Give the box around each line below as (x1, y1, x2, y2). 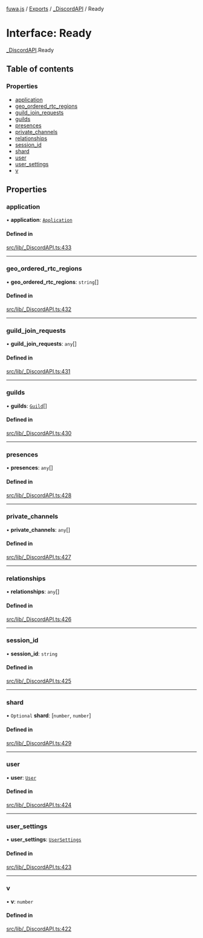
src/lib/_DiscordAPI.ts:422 (6, 925, 71, 933)
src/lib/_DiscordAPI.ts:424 (6, 802, 72, 809)
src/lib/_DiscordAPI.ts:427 (6, 554, 71, 561)
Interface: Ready (6, 27, 92, 40)
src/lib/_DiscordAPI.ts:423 (6, 863, 72, 871)
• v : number (6, 897, 34, 905)
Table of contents (6, 64, 74, 75)
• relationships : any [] (6, 588, 60, 595)
